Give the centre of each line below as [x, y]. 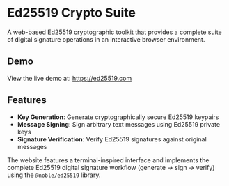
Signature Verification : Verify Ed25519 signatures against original [112, 139]
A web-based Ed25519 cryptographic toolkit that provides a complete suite [115, 32]
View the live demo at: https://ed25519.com [70, 78]
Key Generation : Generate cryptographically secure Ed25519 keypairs [118, 117]
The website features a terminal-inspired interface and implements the [108, 160]
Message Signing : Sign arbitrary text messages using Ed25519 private [119, 124]
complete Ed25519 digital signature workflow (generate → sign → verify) [111, 167]
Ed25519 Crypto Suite [71, 13]
